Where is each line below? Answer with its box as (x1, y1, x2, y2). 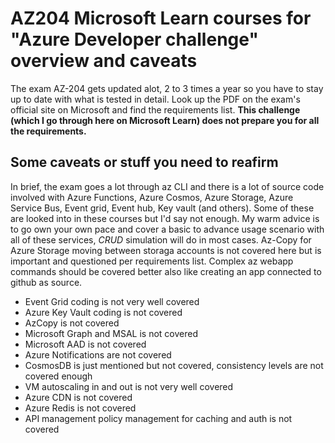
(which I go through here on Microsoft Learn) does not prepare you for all (10, 114, 320, 126)
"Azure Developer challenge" (10, 28, 259, 51)
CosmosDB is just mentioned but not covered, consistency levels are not (24, 359, 324, 371)
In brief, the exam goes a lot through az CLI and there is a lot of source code (10, 180, 325, 192)
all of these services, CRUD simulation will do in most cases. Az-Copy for (10, 233, 312, 246)
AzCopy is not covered (24, 317, 120, 329)
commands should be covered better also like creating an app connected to (10, 265, 322, 277)
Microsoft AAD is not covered (24, 338, 147, 350)
